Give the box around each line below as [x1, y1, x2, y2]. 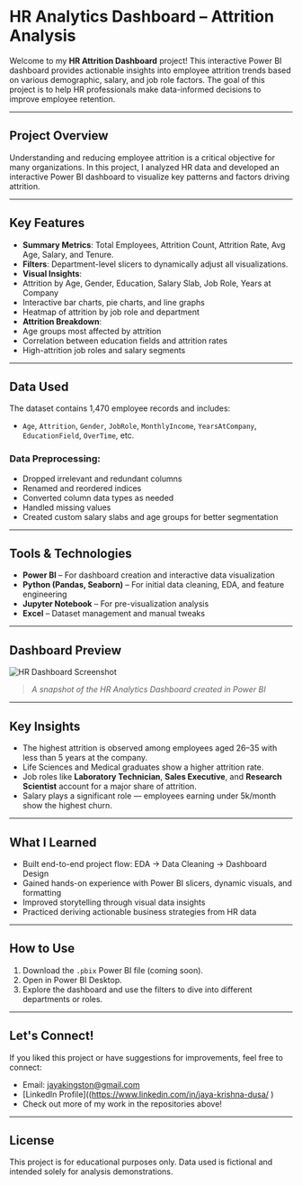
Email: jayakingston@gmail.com [22, 1079, 140, 1090]
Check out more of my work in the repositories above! [22, 1098, 223, 1109]
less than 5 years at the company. [22, 753, 148, 763]
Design [22, 868, 49, 879]
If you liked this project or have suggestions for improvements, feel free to [9, 1052, 283, 1063]
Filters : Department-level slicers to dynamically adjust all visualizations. [22, 259, 289, 269]
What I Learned [9, 835, 97, 850]
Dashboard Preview [9, 643, 122, 658]
